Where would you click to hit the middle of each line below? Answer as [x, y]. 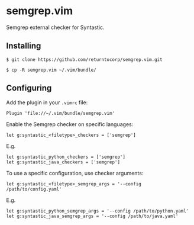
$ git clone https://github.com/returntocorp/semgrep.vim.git [84, 60]
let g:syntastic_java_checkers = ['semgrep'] [63, 162]
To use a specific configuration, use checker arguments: [75, 173]
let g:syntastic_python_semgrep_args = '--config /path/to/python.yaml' [98, 211]
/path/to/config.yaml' [34, 189]
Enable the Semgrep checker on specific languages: [70, 124]
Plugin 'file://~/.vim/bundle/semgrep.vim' [61, 113]
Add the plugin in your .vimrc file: [47, 102]
